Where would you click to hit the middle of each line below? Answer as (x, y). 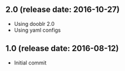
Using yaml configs (37, 30)
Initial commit (30, 62)
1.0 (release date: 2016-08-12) (62, 48)
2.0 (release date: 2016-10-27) (62, 10)
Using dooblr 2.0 (34, 23)
